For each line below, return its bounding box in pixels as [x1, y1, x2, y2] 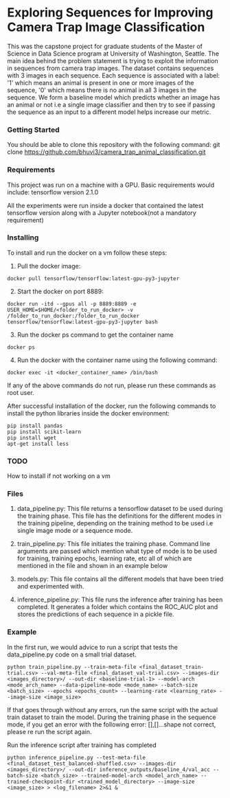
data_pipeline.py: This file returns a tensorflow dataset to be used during [16, 505, 223, 513]
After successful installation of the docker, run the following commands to [7, 402, 216, 410]
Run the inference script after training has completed [7, 740, 157, 749]
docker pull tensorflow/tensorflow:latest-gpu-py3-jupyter [7, 275, 180, 282]
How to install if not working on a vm [7, 472, 111, 480]
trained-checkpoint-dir [7, 778, 76, 785]
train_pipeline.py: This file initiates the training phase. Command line [16, 540, 211, 548]
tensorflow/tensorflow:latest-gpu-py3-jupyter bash [7, 318, 158, 326]
